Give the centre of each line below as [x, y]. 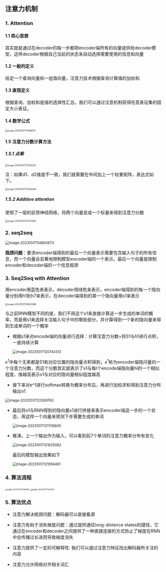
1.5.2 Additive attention [30, 199]
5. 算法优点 [18, 503]
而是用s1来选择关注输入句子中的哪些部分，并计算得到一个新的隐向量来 [85, 320]
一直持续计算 [25, 343]
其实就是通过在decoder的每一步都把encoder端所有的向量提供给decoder [79, 48]
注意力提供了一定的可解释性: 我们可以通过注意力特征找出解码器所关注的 [85, 547]
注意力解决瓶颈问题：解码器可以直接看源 [54, 514]
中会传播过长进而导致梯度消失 [43, 537]
